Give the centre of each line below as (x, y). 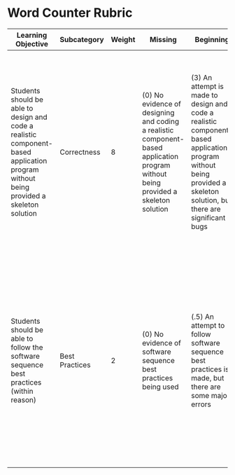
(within (22, 391)
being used (161, 387)
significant (208, 217)
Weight (123, 39)
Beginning (212, 39)
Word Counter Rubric (70, 13)
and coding (161, 121)
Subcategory (81, 39)
